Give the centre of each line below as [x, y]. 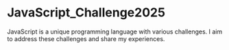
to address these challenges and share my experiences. [86, 38]
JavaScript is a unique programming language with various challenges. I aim [115, 32]
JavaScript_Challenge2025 [86, 13]
